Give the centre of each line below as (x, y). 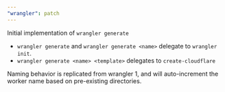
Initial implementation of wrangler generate (68, 33)
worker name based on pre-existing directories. (74, 81)
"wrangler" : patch (33, 13)
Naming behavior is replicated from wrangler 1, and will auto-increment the (113, 74)
